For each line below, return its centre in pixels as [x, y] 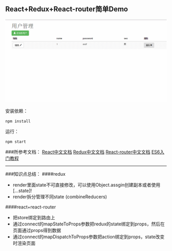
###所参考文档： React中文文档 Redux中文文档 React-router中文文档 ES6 [83, 152]
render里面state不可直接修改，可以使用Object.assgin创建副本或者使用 [87, 185]
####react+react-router [31, 207]
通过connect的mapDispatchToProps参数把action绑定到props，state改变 [89, 237]
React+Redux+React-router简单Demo [67, 9]
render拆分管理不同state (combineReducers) [60, 197]
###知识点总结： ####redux [35, 174]
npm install [18, 121]
